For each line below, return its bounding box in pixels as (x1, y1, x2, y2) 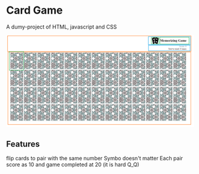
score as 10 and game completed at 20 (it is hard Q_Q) (6, 161, 139, 168)
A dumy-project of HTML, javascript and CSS (6, 23, 117, 30)
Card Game (6, 4, 63, 17)
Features (6, 139, 40, 149)
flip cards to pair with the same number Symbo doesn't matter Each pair (6, 155, 184, 162)
